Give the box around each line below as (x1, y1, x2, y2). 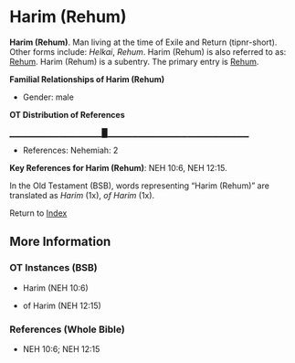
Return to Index (9, 208, 68, 219)
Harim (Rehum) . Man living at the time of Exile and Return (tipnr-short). (9, 37, 278, 48)
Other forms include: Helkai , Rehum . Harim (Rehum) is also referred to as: (9, 46, 287, 57)
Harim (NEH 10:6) (22, 282, 89, 294)
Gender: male (22, 91, 75, 102)
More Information (9, 234, 111, 250)
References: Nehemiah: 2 (22, 144, 119, 155)
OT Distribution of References (9, 109, 125, 120)
